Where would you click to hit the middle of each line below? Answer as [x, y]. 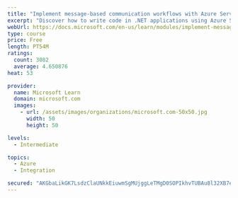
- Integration [34, 170]
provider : [22, 86]
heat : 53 [20, 73]
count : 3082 [32, 60]
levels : [19, 138]
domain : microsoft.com [47, 99]
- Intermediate [36, 145]
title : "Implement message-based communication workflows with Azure [112, 14]
